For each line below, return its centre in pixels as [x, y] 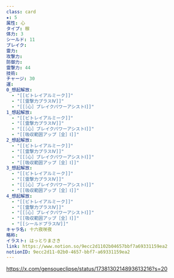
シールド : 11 [21, 40]
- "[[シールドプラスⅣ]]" [40, 224]
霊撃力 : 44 [19, 68]
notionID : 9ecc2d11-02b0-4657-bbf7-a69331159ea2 [68, 252]
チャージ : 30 [20, 79]
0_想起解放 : [19, 90]
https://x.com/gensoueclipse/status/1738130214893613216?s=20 [87, 269]
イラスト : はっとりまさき [34, 241]
